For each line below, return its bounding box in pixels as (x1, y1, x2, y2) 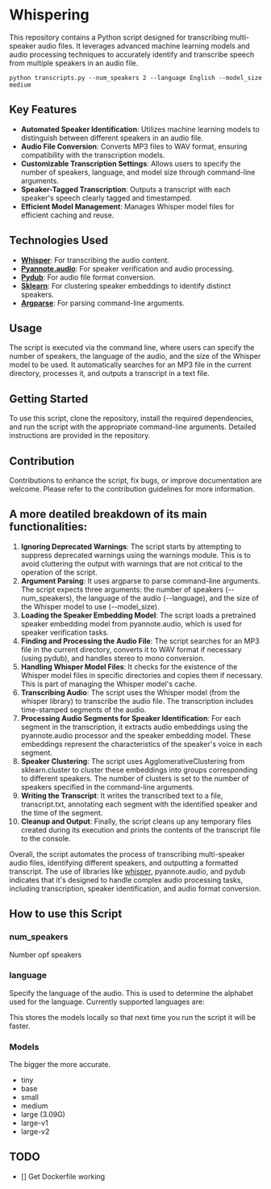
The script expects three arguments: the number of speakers (20, 584, 224, 594)
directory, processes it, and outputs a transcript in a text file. (9, 369, 210, 378)
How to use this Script (9, 907, 123, 921)
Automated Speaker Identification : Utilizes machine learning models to (20, 124, 261, 134)
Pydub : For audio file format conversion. (20, 272, 156, 282)
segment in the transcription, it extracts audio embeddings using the (20, 722, 248, 732)
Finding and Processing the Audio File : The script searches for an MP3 (20, 636, 261, 646)
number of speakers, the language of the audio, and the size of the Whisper (9, 352, 261, 361)
